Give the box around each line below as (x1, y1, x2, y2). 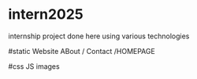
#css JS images (8, 61, 61, 71)
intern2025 (8, 5, 84, 23)
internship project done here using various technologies (8, 31, 190, 41)
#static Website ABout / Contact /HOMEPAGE (8, 46, 155, 56)
